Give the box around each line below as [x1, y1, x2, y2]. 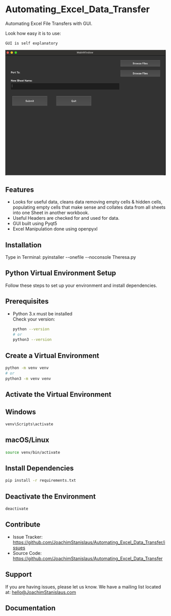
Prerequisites [5, 297, 49, 306]
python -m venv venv [5, 365, 49, 371]
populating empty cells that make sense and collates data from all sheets [12, 204, 166, 211]
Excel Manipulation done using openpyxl [12, 226, 98, 232]
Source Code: [12, 550, 42, 556]
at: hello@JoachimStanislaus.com [5, 589, 76, 595]
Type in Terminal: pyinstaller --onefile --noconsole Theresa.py [5, 254, 136, 260]
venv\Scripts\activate [5, 421, 53, 427]
